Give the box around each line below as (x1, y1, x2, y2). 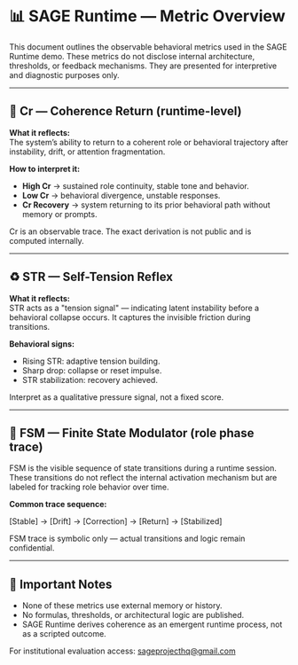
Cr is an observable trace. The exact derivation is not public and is (9, 226, 252, 237)
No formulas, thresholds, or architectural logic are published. (21, 610, 245, 621)
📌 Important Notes (9, 576, 113, 591)
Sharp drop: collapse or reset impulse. (21, 364, 162, 376)
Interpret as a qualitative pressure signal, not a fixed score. (9, 391, 224, 403)
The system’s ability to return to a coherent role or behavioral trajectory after (9, 137, 288, 147)
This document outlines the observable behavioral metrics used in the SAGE (9, 41, 287, 52)
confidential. (9, 543, 55, 553)
